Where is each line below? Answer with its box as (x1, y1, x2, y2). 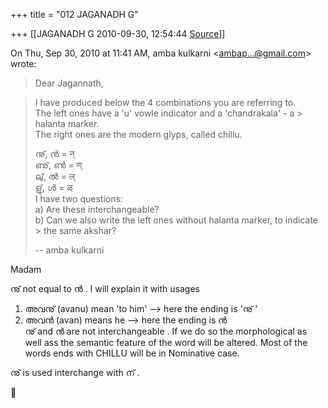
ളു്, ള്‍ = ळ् (34, 182, 73, 193)
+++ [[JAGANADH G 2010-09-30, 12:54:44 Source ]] (10, 28, 226, 39)
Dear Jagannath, (34, 77, 104, 89)
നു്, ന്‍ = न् (34, 148, 75, 159)
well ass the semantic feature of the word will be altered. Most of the (24, 337, 308, 348)
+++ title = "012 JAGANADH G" (10, 9, 139, 20)
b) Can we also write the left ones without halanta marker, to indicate (34, 214, 319, 226)
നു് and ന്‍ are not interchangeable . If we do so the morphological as (24, 325, 308, 337)
